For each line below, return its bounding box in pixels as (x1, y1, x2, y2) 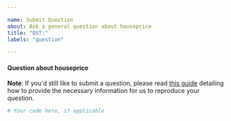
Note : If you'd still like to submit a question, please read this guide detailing (7, 79, 224, 87)
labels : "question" (7, 36, 64, 43)
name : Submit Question (7, 16, 73, 23)
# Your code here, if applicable (7, 108, 105, 115)
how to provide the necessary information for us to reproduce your (7, 87, 200, 95)
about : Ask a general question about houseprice (7, 22, 152, 30)
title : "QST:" (7, 29, 49, 36)
